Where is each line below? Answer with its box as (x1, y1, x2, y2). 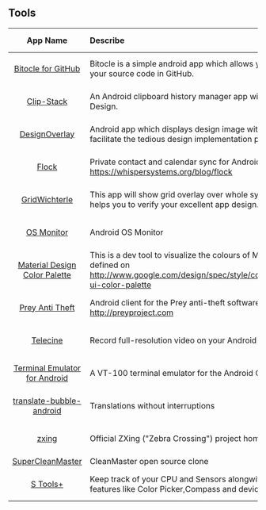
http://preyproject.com (89, 307, 174, 318)
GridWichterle (21, 194, 74, 205)
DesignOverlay (19, 128, 75, 140)
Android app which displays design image (89, 123, 245, 134)
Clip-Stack (26, 95, 68, 106)
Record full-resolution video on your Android (89, 335, 257, 346)
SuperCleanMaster (12, 455, 82, 466)
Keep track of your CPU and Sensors (89, 474, 227, 485)
